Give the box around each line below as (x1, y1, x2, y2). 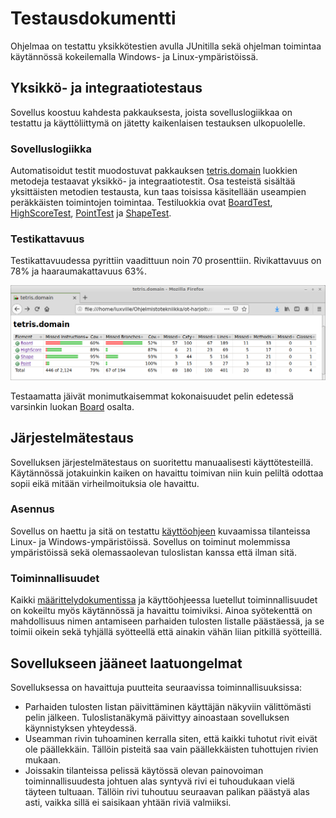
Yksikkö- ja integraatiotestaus (10, 80, 203, 97)
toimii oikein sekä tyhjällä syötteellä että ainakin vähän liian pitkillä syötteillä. (10, 626, 323, 638)
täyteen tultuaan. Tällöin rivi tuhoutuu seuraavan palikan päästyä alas (24, 785, 310, 797)
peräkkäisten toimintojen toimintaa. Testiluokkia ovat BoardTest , (10, 197, 273, 209)
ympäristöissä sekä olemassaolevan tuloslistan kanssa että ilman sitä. (10, 546, 297, 558)
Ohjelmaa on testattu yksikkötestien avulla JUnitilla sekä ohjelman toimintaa (10, 40, 322, 52)
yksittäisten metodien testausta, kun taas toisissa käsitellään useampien (10, 186, 307, 198)
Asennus (10, 502, 55, 516)
